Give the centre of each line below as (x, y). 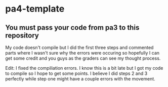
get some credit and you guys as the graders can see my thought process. (83, 58)
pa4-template (35, 9)
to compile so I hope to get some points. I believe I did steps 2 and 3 (76, 73)
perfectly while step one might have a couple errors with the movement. (80, 79)
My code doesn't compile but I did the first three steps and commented (79, 48)
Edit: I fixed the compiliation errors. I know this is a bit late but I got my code (84, 68)
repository (22, 35)
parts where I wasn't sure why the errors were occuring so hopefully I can (82, 53)
